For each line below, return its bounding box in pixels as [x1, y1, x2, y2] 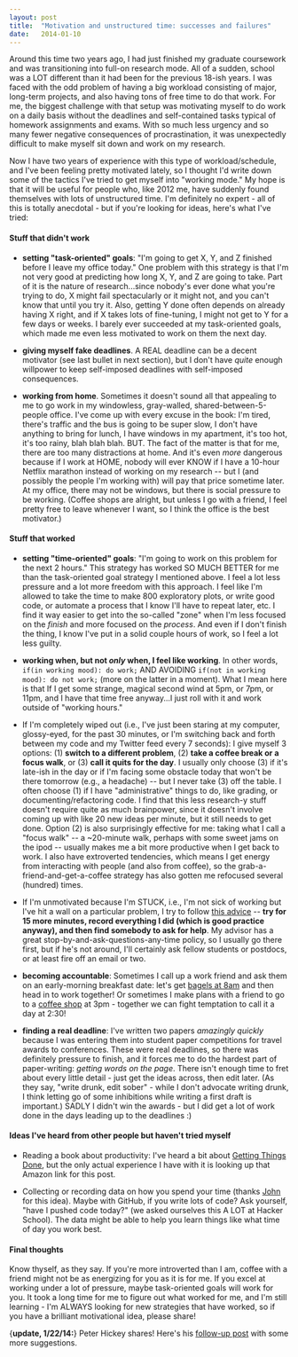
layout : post [9, 12, 58, 22]
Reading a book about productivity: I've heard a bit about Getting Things [21, 1149, 286, 1160]
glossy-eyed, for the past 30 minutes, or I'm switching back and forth [21, 728, 276, 739]
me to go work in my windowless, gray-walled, [21, 400, 192, 411]
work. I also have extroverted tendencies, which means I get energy [21, 851, 271, 861]
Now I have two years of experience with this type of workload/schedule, [9, 156, 277, 167]
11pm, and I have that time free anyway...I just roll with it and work [21, 693, 262, 703]
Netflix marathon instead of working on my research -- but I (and [21, 466, 259, 476]
